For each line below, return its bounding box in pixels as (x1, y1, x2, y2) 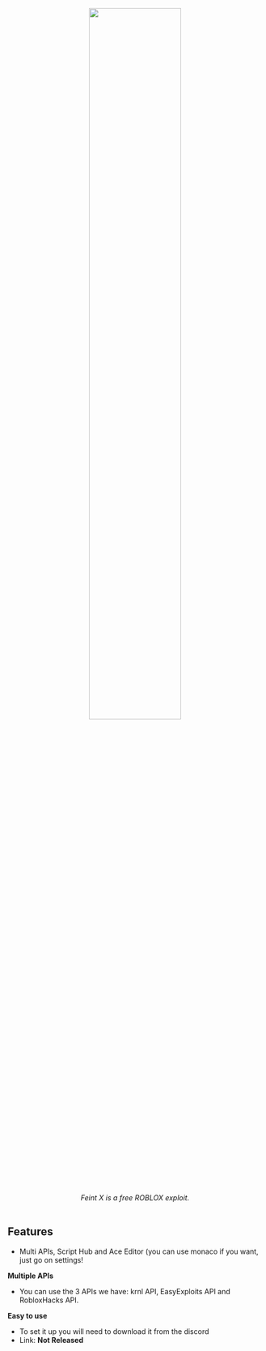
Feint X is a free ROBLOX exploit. (80, 1193, 190, 1203)
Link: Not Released (19, 1335, 84, 1345)
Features (7, 1225, 53, 1239)
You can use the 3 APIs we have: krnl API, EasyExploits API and (19, 1286, 231, 1296)
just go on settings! (19, 1255, 84, 1264)
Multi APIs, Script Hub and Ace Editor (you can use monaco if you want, (19, 1246, 260, 1256)
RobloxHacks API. (19, 1295, 79, 1305)
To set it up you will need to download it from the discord (19, 1326, 209, 1336)
